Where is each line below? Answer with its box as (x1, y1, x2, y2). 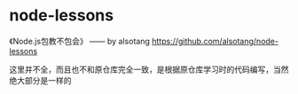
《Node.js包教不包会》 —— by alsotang (9, 35, 151, 46)
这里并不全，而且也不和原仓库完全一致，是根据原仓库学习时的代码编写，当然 (9, 64, 289, 74)
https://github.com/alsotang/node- (152, 35, 279, 46)
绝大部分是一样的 (9, 74, 72, 85)
